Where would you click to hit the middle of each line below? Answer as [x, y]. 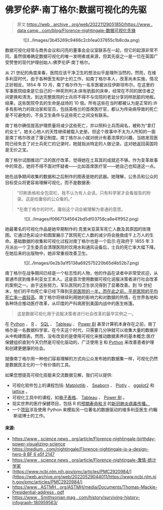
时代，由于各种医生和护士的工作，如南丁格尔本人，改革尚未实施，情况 [88, 79]
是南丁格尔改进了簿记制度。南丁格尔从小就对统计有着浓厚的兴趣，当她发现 [79, 137]
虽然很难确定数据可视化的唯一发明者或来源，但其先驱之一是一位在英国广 [86, 56]
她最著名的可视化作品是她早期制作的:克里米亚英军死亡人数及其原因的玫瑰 [78, 229]
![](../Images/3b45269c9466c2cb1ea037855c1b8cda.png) [81, 40]
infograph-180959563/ [35, 503]
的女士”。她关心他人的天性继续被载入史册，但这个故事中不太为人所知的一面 [81, 131]
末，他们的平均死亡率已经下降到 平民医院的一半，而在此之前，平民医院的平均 [81, 291]
